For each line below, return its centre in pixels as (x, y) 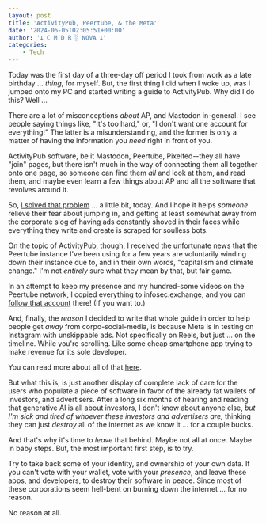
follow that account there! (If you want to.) (77, 303)
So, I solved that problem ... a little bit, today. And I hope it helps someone (128, 205)
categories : (28, 45)
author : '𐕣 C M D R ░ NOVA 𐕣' (57, 38)
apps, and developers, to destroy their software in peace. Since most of (125, 480)
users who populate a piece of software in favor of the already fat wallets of (132, 391)
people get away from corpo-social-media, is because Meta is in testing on (131, 327)
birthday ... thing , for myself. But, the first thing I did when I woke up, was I (129, 83)
